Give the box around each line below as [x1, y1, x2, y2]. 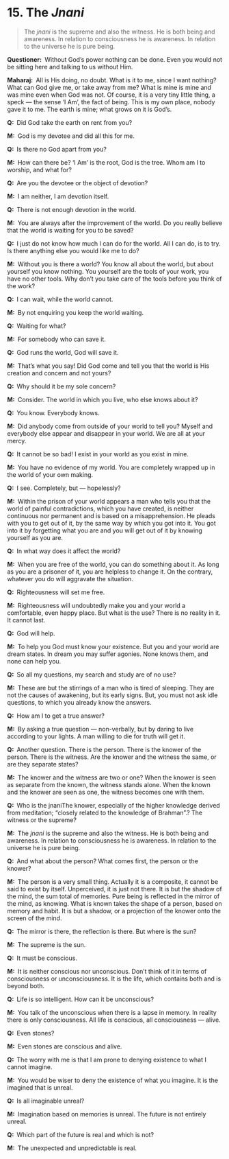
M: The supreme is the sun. [7, 940, 86, 948]
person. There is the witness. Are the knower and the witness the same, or [7, 753, 217, 761]
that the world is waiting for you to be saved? [7, 226, 134, 234]
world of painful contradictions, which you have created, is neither [7, 504, 194, 513]
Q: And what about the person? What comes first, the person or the [7, 856, 198, 865]
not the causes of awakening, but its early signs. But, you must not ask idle [7, 691, 218, 699]
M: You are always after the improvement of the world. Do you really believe [7, 218, 223, 227]
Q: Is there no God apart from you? [7, 145, 107, 153]
